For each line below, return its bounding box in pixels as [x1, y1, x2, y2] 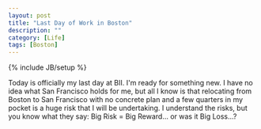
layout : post [8, 11, 51, 20]
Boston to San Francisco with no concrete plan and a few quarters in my [8, 95, 244, 104]
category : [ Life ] [8, 33, 66, 42]
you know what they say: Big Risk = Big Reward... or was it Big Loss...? [8, 112, 237, 121]
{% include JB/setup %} [8, 63, 87, 72]
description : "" [8, 26, 62, 34]
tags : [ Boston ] [8, 41, 59, 49]
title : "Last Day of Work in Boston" [8, 19, 133, 27]
